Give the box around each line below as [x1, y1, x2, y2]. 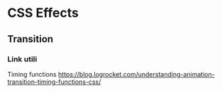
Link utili [7, 54, 38, 64]
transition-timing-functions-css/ [7, 77, 101, 86]
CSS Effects [7, 5, 79, 21]
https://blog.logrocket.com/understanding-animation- [57, 70, 215, 78]
